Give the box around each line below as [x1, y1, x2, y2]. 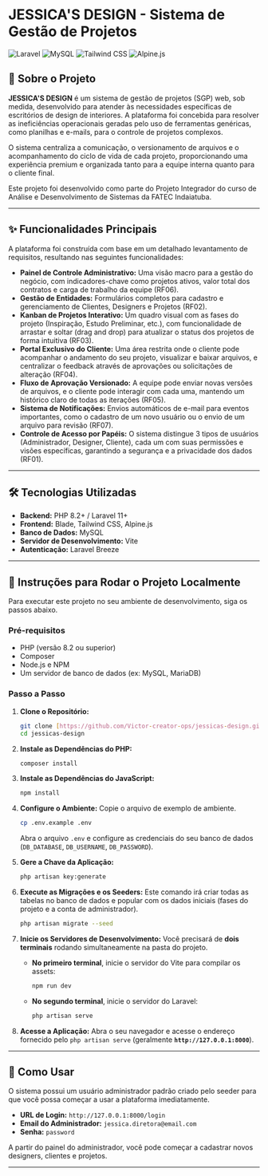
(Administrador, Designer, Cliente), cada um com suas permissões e [19, 437, 244, 447]
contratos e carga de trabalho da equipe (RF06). [19, 285, 179, 294]
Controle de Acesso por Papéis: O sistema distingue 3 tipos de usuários [19, 428, 259, 438]
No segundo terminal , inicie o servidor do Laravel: [31, 996, 198, 1006]
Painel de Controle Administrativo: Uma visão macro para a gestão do [19, 267, 254, 277]
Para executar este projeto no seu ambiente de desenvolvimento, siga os [8, 597, 248, 606]
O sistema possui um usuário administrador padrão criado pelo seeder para [8, 1087, 257, 1096]
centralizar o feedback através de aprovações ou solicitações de [19, 361, 233, 370]
